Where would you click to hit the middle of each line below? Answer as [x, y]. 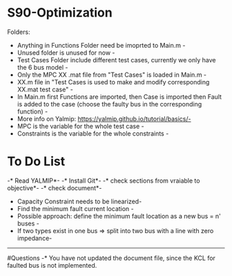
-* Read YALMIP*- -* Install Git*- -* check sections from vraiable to [104, 181]
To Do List [36, 162]
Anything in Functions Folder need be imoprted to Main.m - [101, 45]
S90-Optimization [60, 13]
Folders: [19, 32]
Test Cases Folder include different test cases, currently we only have [116, 59]
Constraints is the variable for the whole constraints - [93, 134]
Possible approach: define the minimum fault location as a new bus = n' [119, 216]
